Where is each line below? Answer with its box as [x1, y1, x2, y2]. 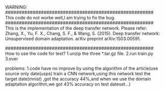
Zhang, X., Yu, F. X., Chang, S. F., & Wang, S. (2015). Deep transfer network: [5, 31, 160, 36]
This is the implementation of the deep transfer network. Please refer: [5, 25, 148, 31]
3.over [5, 56, 18, 61]
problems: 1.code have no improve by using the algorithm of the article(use [5, 65, 159, 71]
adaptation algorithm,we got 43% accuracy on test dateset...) [5, 81, 131, 87]
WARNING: [5, 4, 28, 10]
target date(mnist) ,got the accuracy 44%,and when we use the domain [5, 76, 151, 82]
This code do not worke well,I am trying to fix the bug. [5, 15, 115, 20]
